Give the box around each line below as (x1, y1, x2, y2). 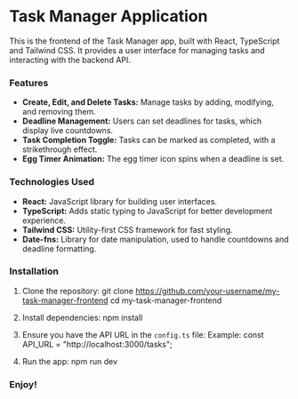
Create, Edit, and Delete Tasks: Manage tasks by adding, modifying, (21, 97, 274, 108)
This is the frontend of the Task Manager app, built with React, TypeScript (9, 36, 280, 46)
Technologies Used (9, 176, 95, 188)
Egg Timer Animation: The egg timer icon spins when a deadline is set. (21, 154, 285, 164)
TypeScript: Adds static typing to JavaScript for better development (21, 205, 273, 216)
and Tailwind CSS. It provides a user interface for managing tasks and (9, 44, 265, 55)
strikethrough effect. (21, 144, 98, 155)
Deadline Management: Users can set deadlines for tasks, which (21, 116, 262, 126)
